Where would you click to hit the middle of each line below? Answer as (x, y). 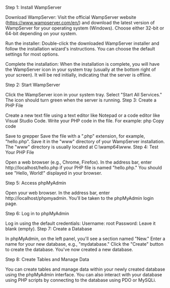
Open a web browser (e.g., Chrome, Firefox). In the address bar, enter (79, 162)
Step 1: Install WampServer (33, 7)
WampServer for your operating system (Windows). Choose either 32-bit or (85, 28)
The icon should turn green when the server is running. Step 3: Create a (81, 100)
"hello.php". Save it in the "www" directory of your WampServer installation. (85, 141)
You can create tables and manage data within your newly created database (85, 269)
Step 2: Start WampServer (33, 85)
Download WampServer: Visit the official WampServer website (71, 17)
